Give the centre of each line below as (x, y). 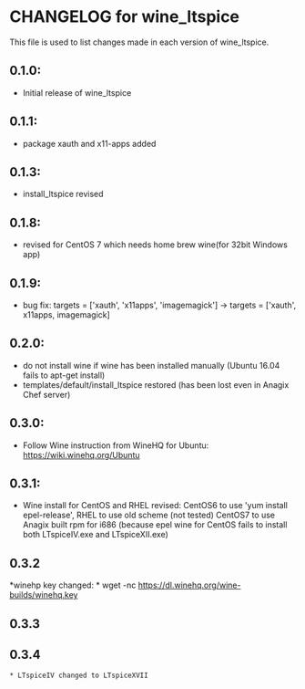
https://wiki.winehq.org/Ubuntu (81, 454)
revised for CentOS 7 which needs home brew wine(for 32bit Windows (155, 245)
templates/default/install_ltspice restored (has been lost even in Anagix (156, 384)
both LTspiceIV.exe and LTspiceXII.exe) (95, 535)
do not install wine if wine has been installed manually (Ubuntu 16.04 (151, 365)
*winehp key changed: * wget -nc (73, 585)
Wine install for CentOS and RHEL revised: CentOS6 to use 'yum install (155, 506)
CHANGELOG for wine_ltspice (124, 17)
